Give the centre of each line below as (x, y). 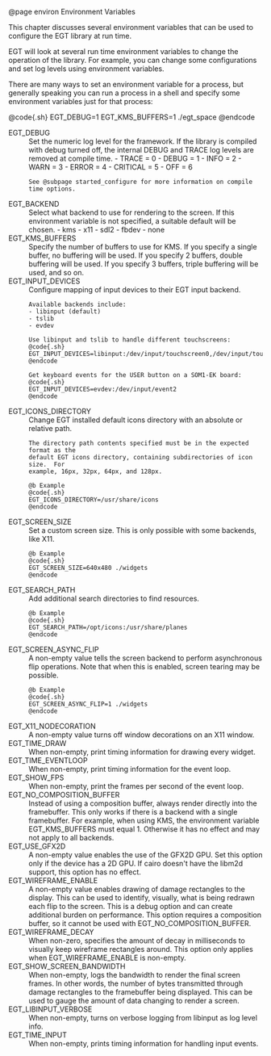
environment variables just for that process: (81, 101)
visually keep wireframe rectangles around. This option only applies (141, 949)
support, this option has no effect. (85, 872)
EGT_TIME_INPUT (38, 1035)
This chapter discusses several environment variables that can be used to (131, 27)
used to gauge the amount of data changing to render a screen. (134, 1001)
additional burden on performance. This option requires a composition (145, 915)
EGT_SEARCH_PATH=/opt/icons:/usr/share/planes (108, 627)
